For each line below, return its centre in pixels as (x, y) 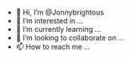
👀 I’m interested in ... (50, 21)
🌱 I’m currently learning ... (58, 29)
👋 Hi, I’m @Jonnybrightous (60, 12)
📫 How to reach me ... (53, 47)
